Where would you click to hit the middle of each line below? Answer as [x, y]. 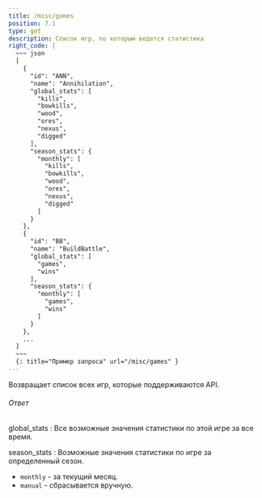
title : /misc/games [41, 16]
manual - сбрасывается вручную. [76, 485]
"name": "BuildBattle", [70, 249]
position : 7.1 [32, 23]
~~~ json [30, 53]
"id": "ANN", [52, 76]
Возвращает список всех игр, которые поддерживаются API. [114, 384]
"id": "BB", [50, 242]
